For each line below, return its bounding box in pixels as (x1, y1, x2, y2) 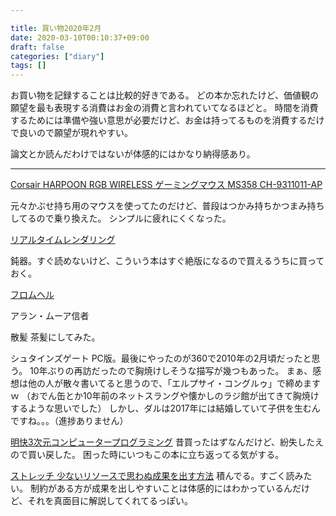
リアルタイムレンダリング (10, 234, 116, 246)
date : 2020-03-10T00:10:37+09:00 (10, 32, 150, 43)
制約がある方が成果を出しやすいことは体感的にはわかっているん (29, 482, 293, 495)
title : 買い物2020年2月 (10, 23, 102, 33)
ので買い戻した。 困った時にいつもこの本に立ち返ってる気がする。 (10, 449, 285, 461)
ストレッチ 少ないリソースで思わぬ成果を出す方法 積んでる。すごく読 (10, 470, 295, 482)
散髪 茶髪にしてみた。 (10, 331, 101, 343)
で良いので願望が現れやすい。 (10, 127, 133, 139)
